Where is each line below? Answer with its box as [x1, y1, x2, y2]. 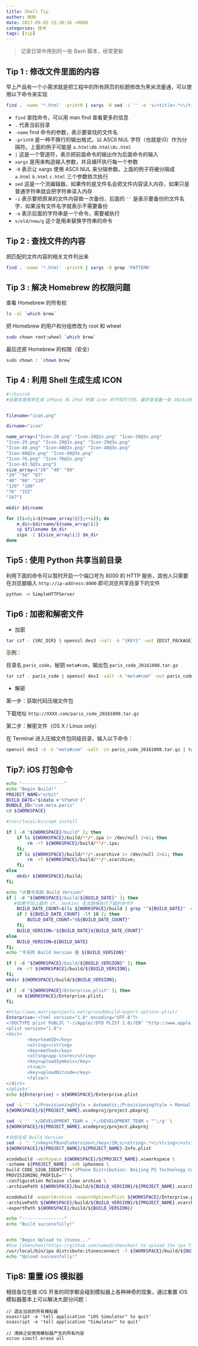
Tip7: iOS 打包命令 [6, 765, 74, 775]
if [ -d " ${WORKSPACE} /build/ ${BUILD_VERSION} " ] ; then [6, 961, 146, 966]
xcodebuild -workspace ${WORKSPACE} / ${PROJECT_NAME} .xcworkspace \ [6, 1156, 176, 1162]
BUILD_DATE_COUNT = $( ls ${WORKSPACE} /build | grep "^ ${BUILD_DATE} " [16, 906, 186, 912]
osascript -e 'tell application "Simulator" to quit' [6, 1319, 141, 1325]
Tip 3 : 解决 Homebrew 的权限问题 [6, 282, 131, 292]
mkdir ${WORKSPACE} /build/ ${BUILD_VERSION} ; [6, 976, 117, 983]
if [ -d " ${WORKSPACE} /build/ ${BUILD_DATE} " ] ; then [6, 895, 138, 901]
